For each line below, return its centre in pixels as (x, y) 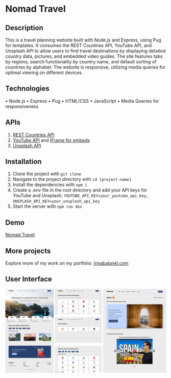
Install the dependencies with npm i (50, 185)
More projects (28, 251)
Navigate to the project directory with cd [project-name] (72, 179)
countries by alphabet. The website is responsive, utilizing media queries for (86, 67)
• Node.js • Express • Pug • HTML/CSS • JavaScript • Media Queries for (82, 101)
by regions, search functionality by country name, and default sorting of (81, 62)
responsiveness (22, 106)
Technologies (28, 89)
